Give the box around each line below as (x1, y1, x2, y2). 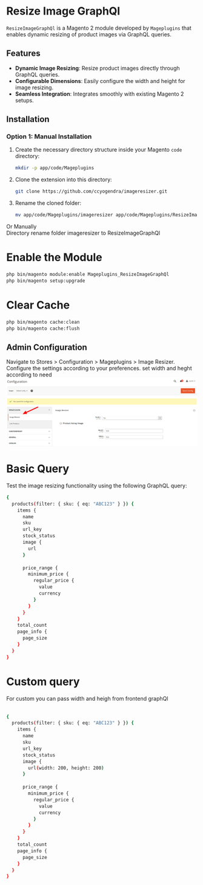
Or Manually (6, 223, 37, 230)
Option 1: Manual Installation (6, 132, 92, 141)
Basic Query (6, 462, 70, 476)
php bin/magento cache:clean (6, 319, 80, 325)
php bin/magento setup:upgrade (6, 278, 85, 284)
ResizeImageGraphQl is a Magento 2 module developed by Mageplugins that (6, 24, 192, 32)
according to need (6, 371, 52, 378)
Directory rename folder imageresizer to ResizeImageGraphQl (6, 229, 161, 237)
